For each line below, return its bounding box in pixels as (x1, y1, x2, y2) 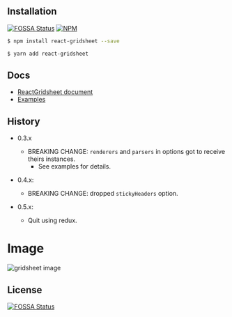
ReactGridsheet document (17, 88, 93, 96)
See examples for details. (38, 162, 111, 171)
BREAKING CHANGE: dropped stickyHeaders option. (27, 190, 179, 198)
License (7, 284, 42, 295)
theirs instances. (27, 155, 76, 163)
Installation (7, 6, 57, 17)
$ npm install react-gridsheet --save (7, 38, 120, 45)
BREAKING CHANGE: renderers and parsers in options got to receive (27, 148, 226, 156)
